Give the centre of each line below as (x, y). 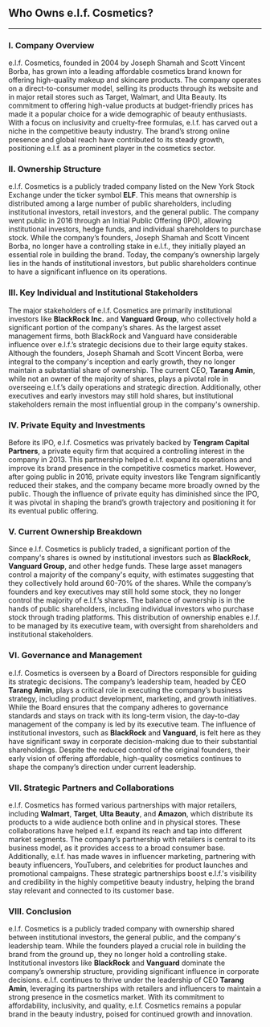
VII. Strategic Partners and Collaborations (91, 788)
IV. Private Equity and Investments (77, 425)
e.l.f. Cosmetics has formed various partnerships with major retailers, (123, 805)
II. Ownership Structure (55, 170)
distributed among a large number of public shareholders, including (120, 203)
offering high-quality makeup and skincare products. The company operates (135, 80)
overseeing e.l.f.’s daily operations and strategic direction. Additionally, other (135, 387)
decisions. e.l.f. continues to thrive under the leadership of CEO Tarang (126, 980)
